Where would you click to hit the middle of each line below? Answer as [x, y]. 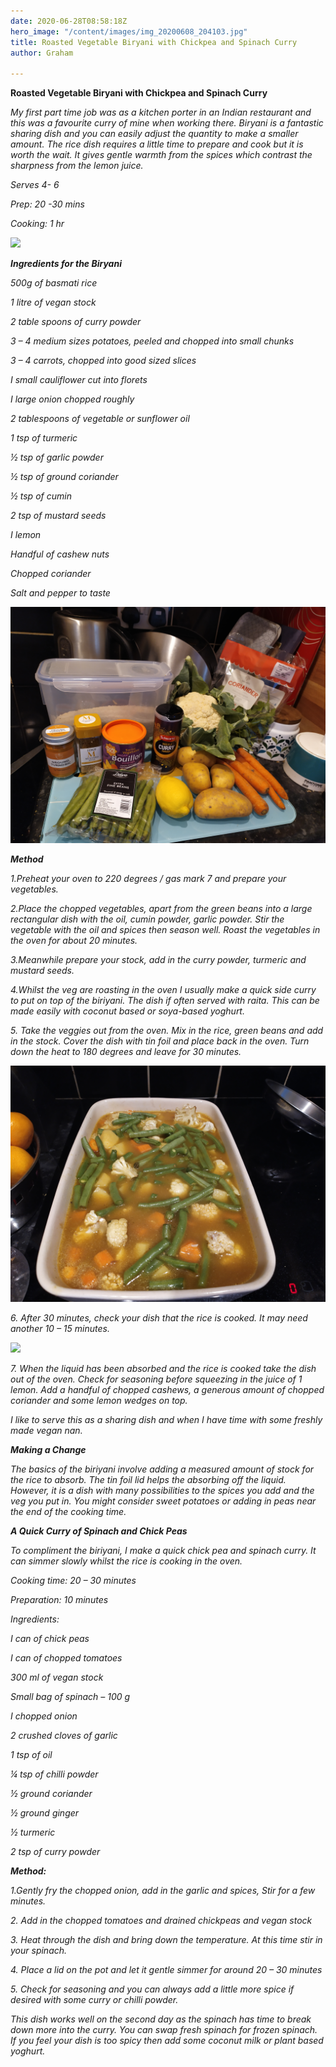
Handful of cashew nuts [60, 554]
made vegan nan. [46, 1431]
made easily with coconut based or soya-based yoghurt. [127, 1011]
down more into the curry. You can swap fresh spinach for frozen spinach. [164, 2030]
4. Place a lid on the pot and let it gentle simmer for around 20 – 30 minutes [166, 1970]
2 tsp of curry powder [55, 1852]
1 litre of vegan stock [53, 302]
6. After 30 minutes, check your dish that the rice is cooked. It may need [159, 1318]
